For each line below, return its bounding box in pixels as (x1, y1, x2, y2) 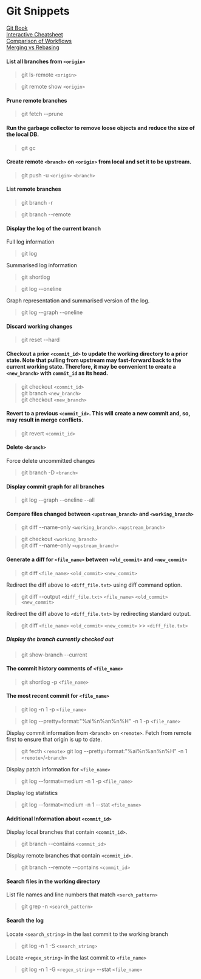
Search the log (6, 916, 44, 924)
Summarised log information (6, 262, 77, 269)
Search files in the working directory (6, 878, 101, 885)
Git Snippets (6, 4, 70, 18)
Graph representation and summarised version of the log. (6, 297, 150, 304)
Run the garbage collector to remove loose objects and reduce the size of (6, 124, 196, 131)
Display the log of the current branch (6, 225, 101, 232)
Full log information (6, 238, 55, 245)
